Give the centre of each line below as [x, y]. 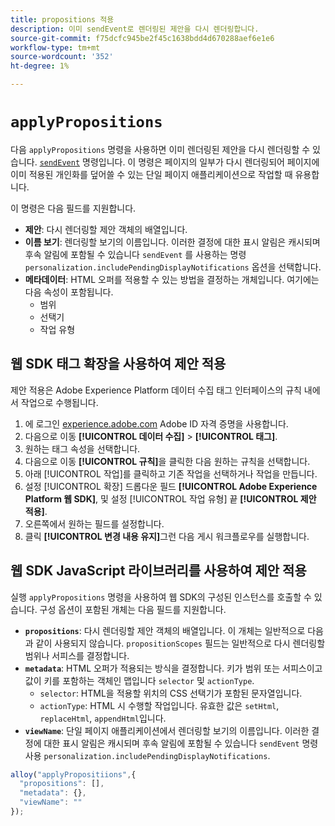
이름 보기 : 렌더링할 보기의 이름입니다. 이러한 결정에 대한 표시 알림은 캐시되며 [172, 242]
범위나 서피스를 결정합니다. [77, 655]
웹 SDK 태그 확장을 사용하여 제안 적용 [118, 364]
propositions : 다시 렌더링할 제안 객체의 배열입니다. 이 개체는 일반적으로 [165, 630]
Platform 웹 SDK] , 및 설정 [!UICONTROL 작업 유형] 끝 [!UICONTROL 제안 [170, 498]
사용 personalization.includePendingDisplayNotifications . [147, 755]
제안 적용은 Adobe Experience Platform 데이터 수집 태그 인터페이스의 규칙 [156, 390]
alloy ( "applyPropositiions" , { [73, 774]
